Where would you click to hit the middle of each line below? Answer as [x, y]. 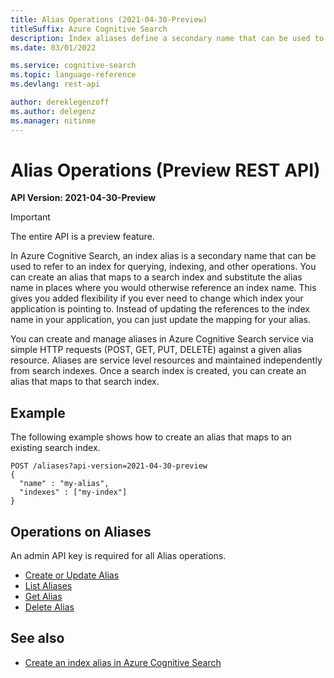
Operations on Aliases [81, 531]
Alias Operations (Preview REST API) [165, 170]
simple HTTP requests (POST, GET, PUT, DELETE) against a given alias [156, 350]
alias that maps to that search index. [85, 382]
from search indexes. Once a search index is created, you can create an [158, 371]
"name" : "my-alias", [64, 484]
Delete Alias [49, 607]
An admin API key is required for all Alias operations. [118, 556]
